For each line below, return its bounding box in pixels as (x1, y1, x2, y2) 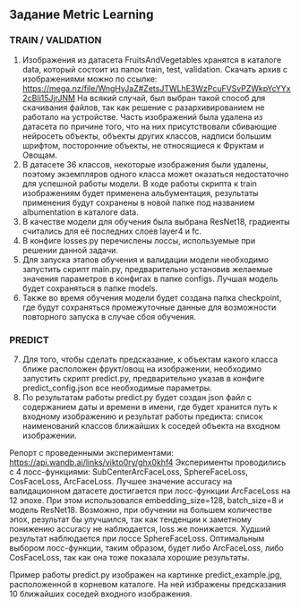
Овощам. (21, 150, 58, 160)
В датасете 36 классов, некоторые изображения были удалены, (21, 158, 269, 169)
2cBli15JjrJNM (21, 92, 76, 103)
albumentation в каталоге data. (21, 206, 139, 218)
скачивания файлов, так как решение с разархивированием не (21, 102, 265, 113)
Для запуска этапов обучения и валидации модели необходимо (21, 254, 270, 265)
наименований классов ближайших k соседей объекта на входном (21, 420, 280, 431)
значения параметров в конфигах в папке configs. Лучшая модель (21, 273, 279, 284)
